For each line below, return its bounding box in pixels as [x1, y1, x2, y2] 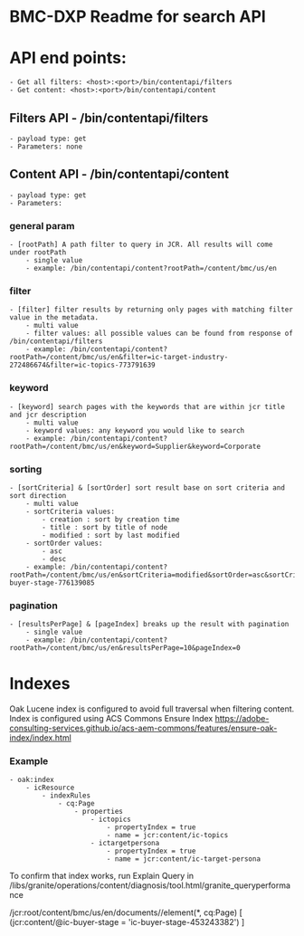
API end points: [9, 48, 127, 69]
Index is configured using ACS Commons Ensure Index [9, 713, 214, 724]
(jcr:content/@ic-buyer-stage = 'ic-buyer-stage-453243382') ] [9, 917, 245, 928]
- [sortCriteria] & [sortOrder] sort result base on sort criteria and [9, 482, 285, 492]
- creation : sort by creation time [42, 514, 180, 524]
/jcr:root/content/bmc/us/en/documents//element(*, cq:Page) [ [9, 907, 242, 918]
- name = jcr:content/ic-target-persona [106, 855, 261, 864]
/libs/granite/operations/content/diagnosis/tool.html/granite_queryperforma [9, 880, 291, 891]
